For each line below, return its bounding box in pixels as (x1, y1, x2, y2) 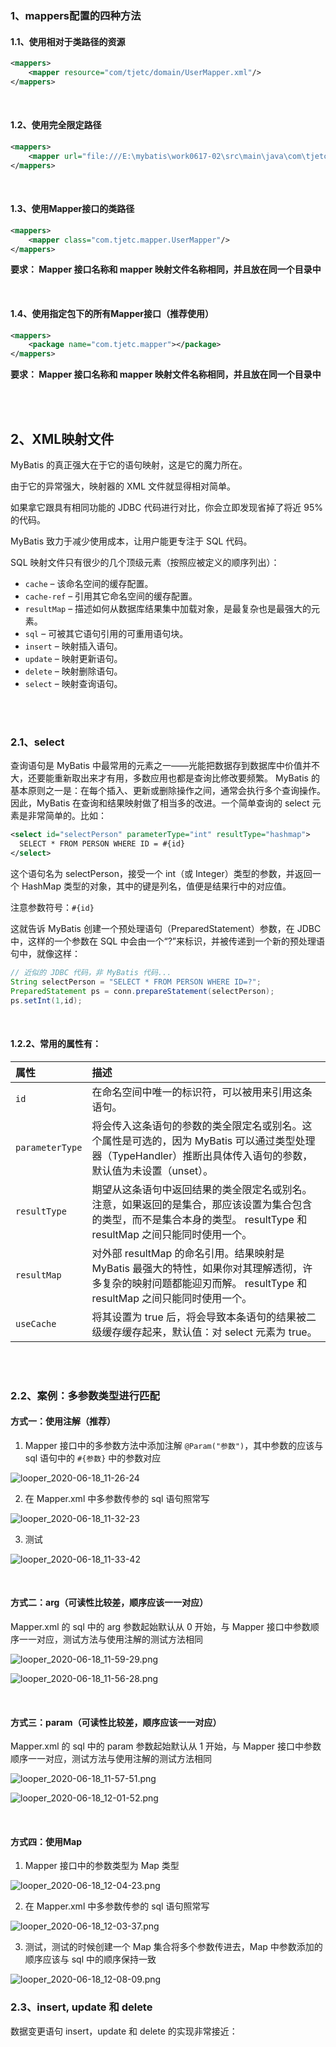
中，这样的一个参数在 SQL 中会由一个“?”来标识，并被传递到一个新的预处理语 (10, 935, 325, 947)
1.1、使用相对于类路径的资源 (10, 35, 126, 47)
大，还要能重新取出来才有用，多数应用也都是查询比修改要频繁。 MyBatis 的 (10, 772, 320, 784)
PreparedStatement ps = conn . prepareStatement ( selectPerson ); (10, 986, 275, 996)
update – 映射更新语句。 (24, 653, 123, 665)
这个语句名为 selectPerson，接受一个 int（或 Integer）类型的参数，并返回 (10, 867, 313, 879)
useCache (15, 1318, 57, 1329)
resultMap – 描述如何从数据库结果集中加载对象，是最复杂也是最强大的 (24, 603, 312, 615)
